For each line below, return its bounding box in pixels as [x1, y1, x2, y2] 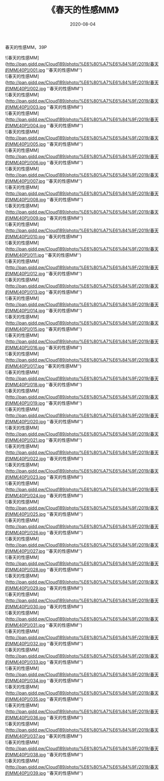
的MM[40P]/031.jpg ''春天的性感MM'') [5, 622, 83, 628]
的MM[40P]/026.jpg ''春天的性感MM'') [5, 529, 83, 535]
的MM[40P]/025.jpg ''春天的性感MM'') [5, 511, 83, 517]
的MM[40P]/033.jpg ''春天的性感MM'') [5, 659, 83, 665]
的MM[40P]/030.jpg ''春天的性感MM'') [5, 603, 84, 609]
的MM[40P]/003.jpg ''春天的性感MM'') [5, 104, 84, 110]
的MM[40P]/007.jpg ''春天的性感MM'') [5, 178, 83, 184]
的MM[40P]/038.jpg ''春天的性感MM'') [5, 751, 83, 757]
